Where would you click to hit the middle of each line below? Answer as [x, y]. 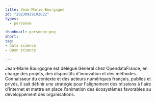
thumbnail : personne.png [30, 32]
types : [12, 19]
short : [12, 37]
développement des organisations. [40, 94]
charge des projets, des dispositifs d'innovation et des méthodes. [71, 73]
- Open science [21, 50]
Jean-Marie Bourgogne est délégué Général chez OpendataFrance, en [77, 68]
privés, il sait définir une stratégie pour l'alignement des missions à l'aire [78, 84]
